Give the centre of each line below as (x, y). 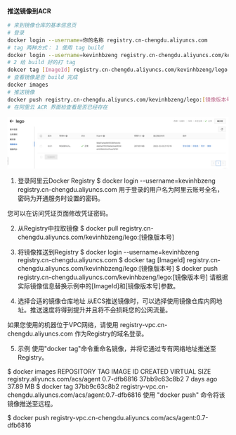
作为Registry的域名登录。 (111, 333)
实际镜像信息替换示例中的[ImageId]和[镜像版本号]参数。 (98, 286)
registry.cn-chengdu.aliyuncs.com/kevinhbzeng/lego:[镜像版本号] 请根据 (123, 277)
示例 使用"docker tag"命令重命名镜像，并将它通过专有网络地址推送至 (117, 348)
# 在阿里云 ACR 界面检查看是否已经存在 (58, 107)
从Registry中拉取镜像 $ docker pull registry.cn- (85, 228)
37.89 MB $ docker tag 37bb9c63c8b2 (63, 386)
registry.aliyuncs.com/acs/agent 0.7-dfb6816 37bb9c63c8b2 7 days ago (112, 379)
